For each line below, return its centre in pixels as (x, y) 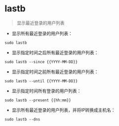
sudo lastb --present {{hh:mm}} (38, 100)
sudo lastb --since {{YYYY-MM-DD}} (41, 62)
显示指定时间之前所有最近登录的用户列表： (55, 72)
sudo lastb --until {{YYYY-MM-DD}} (41, 81)
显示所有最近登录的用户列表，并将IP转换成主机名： (63, 110)
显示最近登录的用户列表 (40, 23)
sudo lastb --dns (22, 119)
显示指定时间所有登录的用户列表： (46, 91)
